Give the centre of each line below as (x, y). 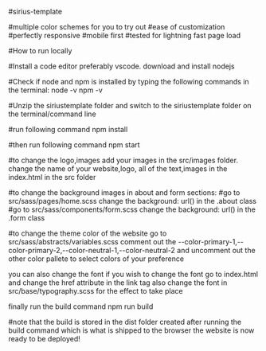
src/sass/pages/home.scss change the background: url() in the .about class (133, 201)
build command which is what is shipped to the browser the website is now (131, 330)
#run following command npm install (68, 129)
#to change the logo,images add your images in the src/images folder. (123, 160)
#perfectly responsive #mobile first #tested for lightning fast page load (125, 35)
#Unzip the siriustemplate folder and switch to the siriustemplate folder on (130, 105)
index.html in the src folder (52, 177)
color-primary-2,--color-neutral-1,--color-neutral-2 (92, 250)
